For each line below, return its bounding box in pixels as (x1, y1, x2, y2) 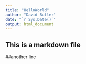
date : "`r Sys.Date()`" (5, 17, 56, 22)
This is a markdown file (5, 40, 81, 49)
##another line (5, 54, 36, 60)
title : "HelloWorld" (5, 7, 50, 13)
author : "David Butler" (5, 12, 56, 17)
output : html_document (5, 21, 54, 27)
